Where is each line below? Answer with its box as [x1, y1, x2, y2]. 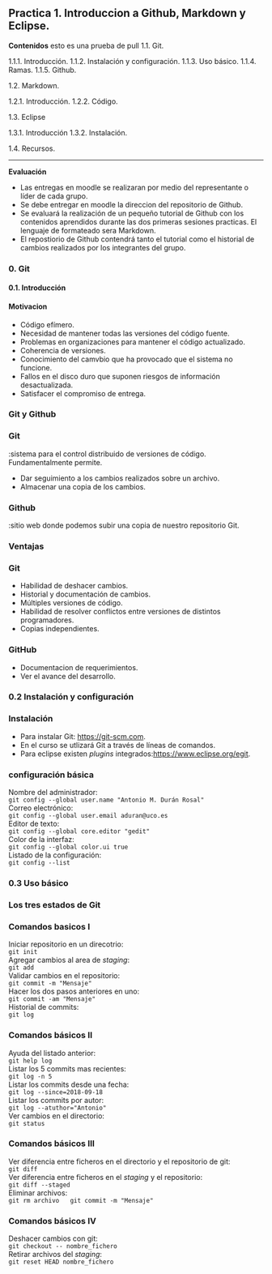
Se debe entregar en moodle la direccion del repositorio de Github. [19, 199, 244, 209]
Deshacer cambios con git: [8, 1233, 99, 1243]
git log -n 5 [8, 1072, 53, 1080]
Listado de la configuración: [8, 850, 102, 860]
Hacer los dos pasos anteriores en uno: [8, 986, 140, 996]
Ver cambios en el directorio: [8, 1110, 105, 1121]
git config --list [8, 859, 70, 867]
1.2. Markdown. [8, 80, 60, 90]
